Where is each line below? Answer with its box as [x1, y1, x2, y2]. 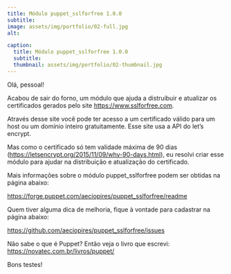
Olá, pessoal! [7, 80, 45, 89]
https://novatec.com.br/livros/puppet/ [7, 247, 115, 255]
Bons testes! [7, 260, 43, 268]
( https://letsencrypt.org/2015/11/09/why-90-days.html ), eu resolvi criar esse [7, 150, 224, 158]
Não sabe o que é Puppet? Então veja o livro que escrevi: [7, 239, 170, 248]
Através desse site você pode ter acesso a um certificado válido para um [7, 114, 216, 123]
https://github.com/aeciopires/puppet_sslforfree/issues [7, 226, 165, 234]
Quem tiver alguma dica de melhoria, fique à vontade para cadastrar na [7, 205, 211, 214]
